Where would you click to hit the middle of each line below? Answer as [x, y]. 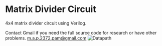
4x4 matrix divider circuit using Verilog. [46, 23]
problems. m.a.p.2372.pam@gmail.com [46, 38]
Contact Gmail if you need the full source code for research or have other [81, 32]
